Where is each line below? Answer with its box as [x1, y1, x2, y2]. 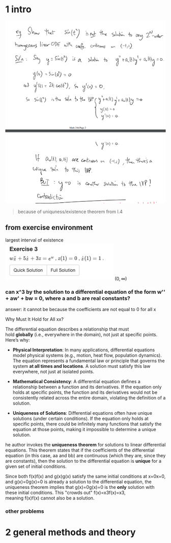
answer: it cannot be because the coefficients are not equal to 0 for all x [5, 306, 156, 313]
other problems [5, 508, 44, 515]
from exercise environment [5, 223, 93, 232]
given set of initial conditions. [5, 463, 67, 469]
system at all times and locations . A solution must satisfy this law [12, 363, 151, 369]
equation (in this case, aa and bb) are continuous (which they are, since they [5, 453, 166, 459]
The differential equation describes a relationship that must [5, 326, 129, 333]
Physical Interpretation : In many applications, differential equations [12, 347, 155, 353]
